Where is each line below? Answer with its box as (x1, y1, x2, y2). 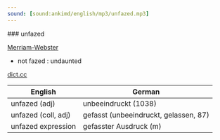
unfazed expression (11, 121, 76, 131)
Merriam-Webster (7, 43, 59, 51)
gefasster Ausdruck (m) (83, 121, 162, 131)
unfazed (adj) (11, 99, 56, 108)
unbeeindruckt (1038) (83, 99, 157, 108)
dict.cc (7, 70, 27, 78)
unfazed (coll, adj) (11, 110, 71, 120)
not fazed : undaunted (17, 57, 82, 65)
